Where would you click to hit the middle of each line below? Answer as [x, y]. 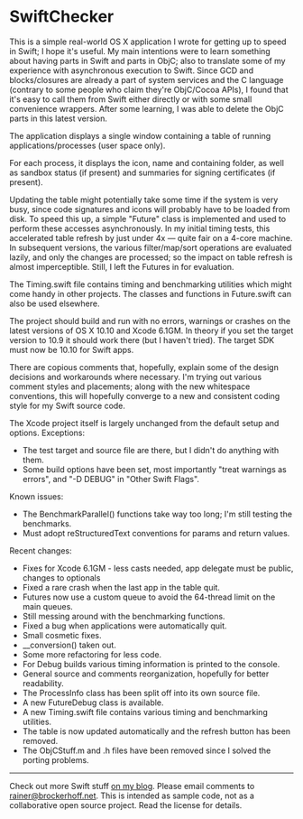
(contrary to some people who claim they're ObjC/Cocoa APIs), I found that [149, 89]
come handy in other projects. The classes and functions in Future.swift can [150, 293]
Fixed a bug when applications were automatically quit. [124, 626]
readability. [43, 683]
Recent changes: [41, 550]
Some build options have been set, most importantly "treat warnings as [154, 469]
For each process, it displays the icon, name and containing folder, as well [147, 163]
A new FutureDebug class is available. [93, 703]
